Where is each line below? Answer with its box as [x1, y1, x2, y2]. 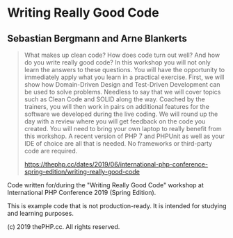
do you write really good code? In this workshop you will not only [24, 58, 211, 67]
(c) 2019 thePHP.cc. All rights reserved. [7, 223, 120, 230]
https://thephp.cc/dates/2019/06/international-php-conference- [24, 160, 209, 168]
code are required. [24, 147, 78, 155]
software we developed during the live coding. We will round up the [24, 110, 218, 118]
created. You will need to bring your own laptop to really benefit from [24, 125, 223, 133]
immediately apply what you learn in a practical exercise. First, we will [24, 73, 225, 81]
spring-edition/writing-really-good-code [24, 168, 140, 176]
